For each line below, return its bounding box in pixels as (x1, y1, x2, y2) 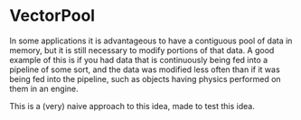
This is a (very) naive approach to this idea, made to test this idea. (9, 100, 255, 111)
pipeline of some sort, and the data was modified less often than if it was (9, 64, 280, 75)
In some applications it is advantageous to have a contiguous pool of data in (9, 35, 293, 46)
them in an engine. (9, 83, 79, 94)
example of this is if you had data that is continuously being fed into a (9, 54, 268, 65)
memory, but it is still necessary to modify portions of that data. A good (9, 44, 275, 55)
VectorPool (9, 5, 96, 26)
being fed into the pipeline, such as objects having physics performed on (9, 73, 282, 84)
